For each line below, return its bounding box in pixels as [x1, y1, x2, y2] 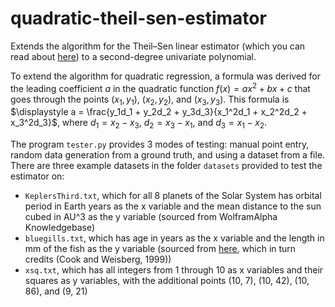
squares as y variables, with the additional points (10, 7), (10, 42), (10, [24, 275, 310, 287]
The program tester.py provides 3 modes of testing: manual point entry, [10, 138, 310, 151]
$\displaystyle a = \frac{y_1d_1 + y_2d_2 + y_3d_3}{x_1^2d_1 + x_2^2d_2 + [10, 106, 308, 118]
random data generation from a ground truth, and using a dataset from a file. [10, 149, 326, 161]
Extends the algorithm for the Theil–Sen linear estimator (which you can [10, 40, 306, 52]
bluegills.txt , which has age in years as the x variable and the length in [24, 232, 325, 244]
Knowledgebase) [24, 222, 96, 234]
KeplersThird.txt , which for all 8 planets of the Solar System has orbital [24, 190, 322, 202]
